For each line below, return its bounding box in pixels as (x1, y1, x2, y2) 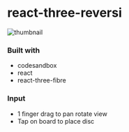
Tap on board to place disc (17, 117, 95, 125)
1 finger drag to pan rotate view (17, 110, 108, 118)
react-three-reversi (7, 5, 122, 21)
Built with (7, 45, 40, 55)
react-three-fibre (17, 76, 66, 85)
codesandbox (17, 61, 57, 70)
